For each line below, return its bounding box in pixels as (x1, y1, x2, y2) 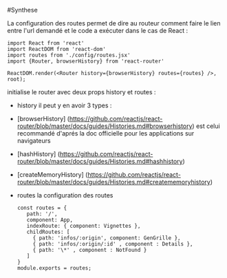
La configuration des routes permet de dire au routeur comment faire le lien (7, 19, 221, 27)
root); (7, 76, 26, 83)
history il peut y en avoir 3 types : (17, 101, 112, 109)
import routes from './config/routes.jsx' (7, 52, 131, 58)
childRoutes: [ (26, 228, 70, 235)
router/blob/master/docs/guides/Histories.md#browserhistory (17, 122, 193, 130)
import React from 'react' (7, 40, 85, 47)
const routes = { (17, 204, 67, 211)
